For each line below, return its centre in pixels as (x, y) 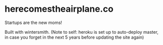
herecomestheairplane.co (59, 9)
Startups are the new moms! (33, 22)
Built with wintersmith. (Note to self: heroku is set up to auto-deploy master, (81, 32)
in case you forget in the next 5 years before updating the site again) (74, 37)
